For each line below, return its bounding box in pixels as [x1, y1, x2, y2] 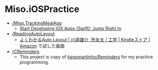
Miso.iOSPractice [5, 3, 80, 15]
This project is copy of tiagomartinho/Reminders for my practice [19, 53, 153, 59]
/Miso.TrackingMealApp [12, 20, 62, 26]
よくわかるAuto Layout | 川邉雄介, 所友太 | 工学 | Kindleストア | [19, 36, 150, 42]
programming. [19, 59, 49, 65]
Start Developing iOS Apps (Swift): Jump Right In [19, 25, 122, 31]
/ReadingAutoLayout [12, 30, 55, 36]
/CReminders [12, 48, 40, 54]
